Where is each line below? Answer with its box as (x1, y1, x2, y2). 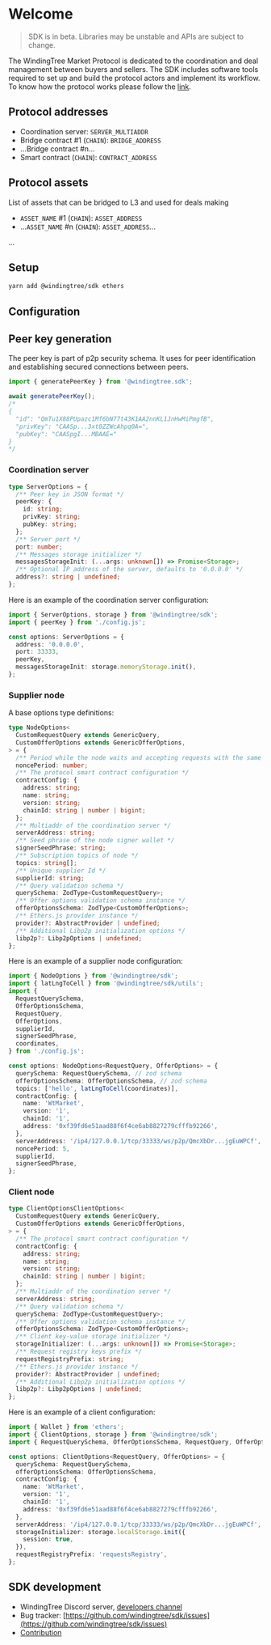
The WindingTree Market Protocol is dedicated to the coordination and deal (8, 56, 259, 66)
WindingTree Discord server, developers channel (19, 1601, 183, 1611)
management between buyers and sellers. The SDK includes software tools (8, 64, 259, 74)
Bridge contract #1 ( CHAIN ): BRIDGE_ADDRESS (19, 135, 161, 145)
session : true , (23, 1535, 74, 1544)
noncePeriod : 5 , (15, 1144, 70, 1153)
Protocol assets (8, 176, 89, 190)
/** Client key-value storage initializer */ (15, 1333, 172, 1341)
